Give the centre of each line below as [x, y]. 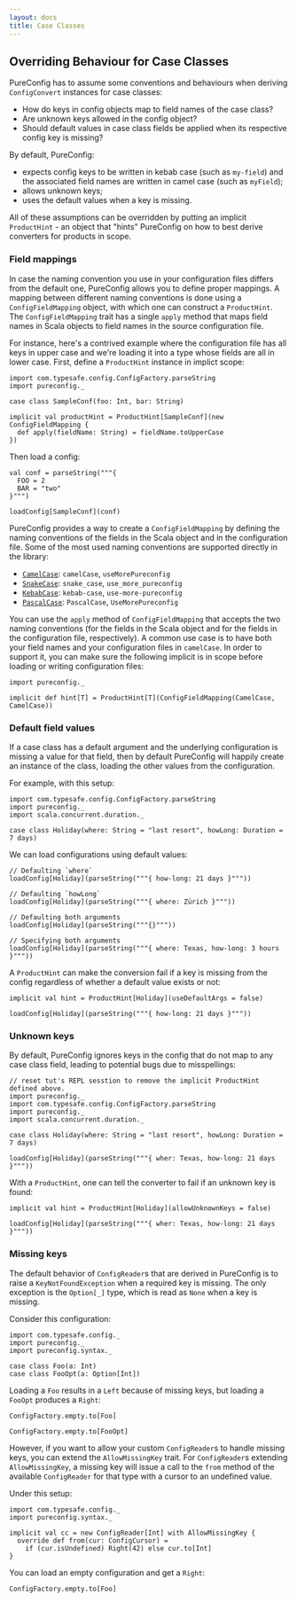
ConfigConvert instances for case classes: [86, 92]
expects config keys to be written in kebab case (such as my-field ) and [152, 172]
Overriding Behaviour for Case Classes [119, 62]
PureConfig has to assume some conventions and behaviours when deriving [148, 83]
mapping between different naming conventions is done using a [125, 297]
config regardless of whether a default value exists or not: [115, 981]
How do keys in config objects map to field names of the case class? [147, 109]
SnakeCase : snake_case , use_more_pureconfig [102, 582]
